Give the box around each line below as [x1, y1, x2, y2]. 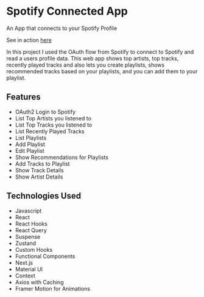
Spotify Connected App [6, 4, 128, 18]
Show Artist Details [15, 173, 63, 180]
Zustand [15, 240, 37, 247]
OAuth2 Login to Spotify [15, 108, 76, 116]
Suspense [15, 233, 41, 240]
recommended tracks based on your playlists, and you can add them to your [6, 67, 198, 75]
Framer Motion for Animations [15, 285, 90, 292]
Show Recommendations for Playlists [15, 153, 108, 161]
